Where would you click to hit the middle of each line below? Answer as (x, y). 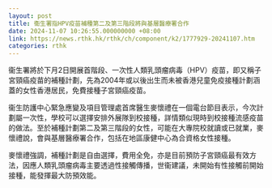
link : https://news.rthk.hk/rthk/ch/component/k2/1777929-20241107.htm (132, 38)
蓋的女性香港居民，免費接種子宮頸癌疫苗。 (79, 91)
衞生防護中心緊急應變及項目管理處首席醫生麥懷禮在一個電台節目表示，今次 (132, 108)
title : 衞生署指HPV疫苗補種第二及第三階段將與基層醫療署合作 (99, 23)
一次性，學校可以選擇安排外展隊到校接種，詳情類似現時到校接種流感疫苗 (143, 117)
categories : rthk (38, 46)
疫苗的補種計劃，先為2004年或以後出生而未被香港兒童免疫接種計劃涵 (145, 80)
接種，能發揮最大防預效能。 (55, 176)
